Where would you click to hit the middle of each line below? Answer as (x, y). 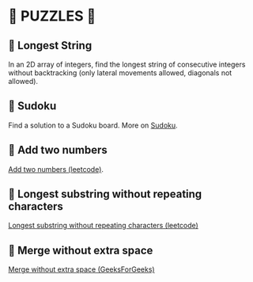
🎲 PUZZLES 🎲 (52, 16)
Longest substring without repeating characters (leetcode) (104, 226)
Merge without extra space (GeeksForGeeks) (82, 269)
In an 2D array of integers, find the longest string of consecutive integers (127, 64)
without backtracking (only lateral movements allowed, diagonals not (120, 73)
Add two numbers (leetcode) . (56, 169)
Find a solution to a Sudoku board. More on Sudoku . (93, 125)
